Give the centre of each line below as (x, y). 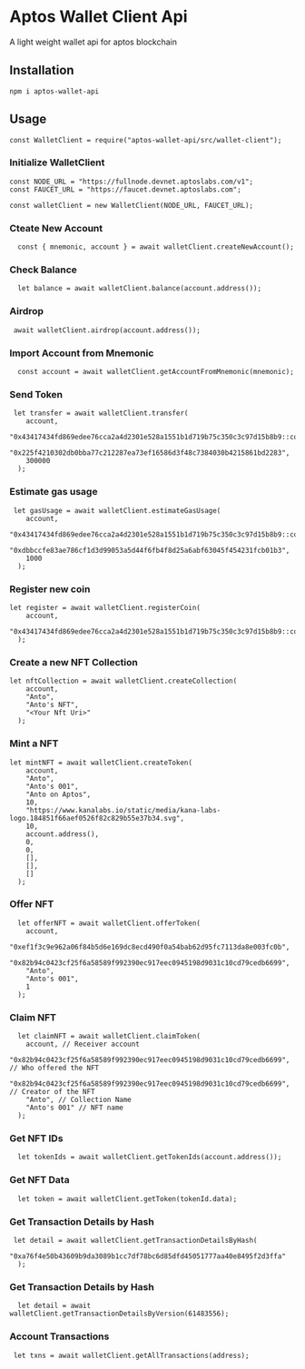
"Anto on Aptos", (59, 794)
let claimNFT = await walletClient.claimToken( (109, 1037)
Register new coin (50, 589)
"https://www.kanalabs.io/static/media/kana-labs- (123, 810)
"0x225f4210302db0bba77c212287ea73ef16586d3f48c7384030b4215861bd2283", (150, 453)
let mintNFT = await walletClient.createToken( (101, 763)
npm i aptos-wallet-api (54, 91)
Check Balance (43, 270)
